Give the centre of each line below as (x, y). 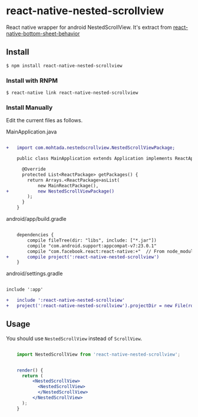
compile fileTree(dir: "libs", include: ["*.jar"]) (92, 240)
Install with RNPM (32, 80)
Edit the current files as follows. (44, 120)
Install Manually (29, 107)
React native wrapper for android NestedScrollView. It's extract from (89, 27)
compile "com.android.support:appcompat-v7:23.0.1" (92, 246)
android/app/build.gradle (36, 219)
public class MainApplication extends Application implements (95, 159)
